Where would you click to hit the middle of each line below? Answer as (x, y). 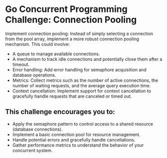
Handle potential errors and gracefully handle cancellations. (74, 140)
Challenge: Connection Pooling (71, 20)
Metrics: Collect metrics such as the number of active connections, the (85, 80)
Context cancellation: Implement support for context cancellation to (82, 91)
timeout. (21, 64)
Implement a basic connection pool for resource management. (76, 134)
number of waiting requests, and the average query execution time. (82, 85)
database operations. (34, 75)
